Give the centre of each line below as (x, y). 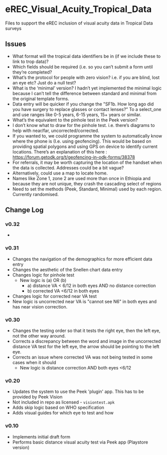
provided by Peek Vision (37, 397)
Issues (16, 44)
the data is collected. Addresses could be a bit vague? (68, 167)
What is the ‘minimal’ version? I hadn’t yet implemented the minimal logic (87, 88)
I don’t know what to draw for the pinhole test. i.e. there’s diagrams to (83, 125)
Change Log (24, 210)
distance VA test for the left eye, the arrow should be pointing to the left (86, 346)
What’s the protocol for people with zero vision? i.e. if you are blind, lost (86, 77)
